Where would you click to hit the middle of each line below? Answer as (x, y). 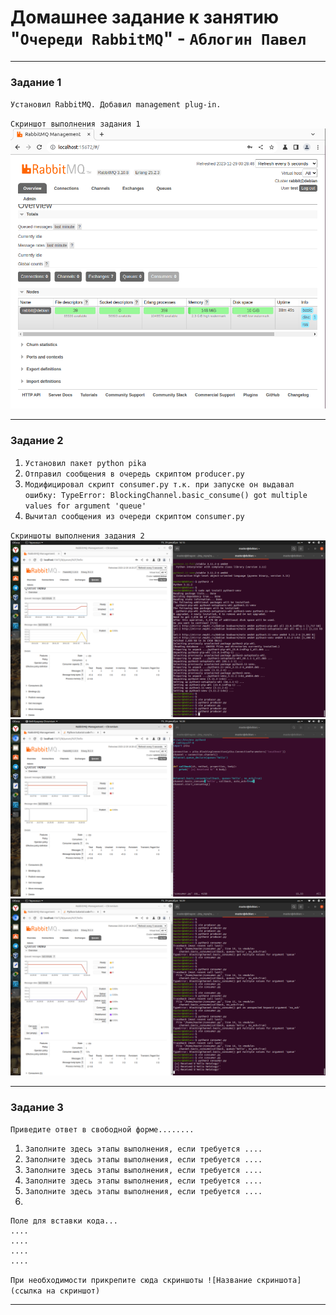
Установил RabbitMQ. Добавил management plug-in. (116, 105)
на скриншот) (73, 1291)
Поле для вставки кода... (64, 1221)
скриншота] (279, 1281)
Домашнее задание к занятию (145, 17)
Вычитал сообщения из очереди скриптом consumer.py (134, 516)
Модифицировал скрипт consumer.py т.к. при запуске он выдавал (159, 484)
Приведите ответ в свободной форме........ (102, 1130)
